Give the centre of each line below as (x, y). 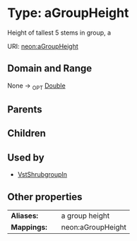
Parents (25, 109)
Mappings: (29, 227)
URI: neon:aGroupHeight (43, 46)
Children (26, 133)
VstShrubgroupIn (42, 175)
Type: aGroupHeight (68, 13)
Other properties (45, 197)
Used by (26, 157)
